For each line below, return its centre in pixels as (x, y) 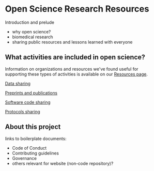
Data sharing (18, 83)
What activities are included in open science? (75, 57)
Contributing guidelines (35, 153)
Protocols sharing (23, 111)
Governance (24, 158)
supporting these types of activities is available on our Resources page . (76, 74)
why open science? (31, 31)
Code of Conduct (29, 148)
